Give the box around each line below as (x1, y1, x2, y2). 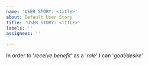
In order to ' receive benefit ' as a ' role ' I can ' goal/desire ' (6, 52, 143, 59)
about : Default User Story (6, 14, 73, 20)
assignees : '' (6, 31, 41, 37)
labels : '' (6, 25, 33, 31)
